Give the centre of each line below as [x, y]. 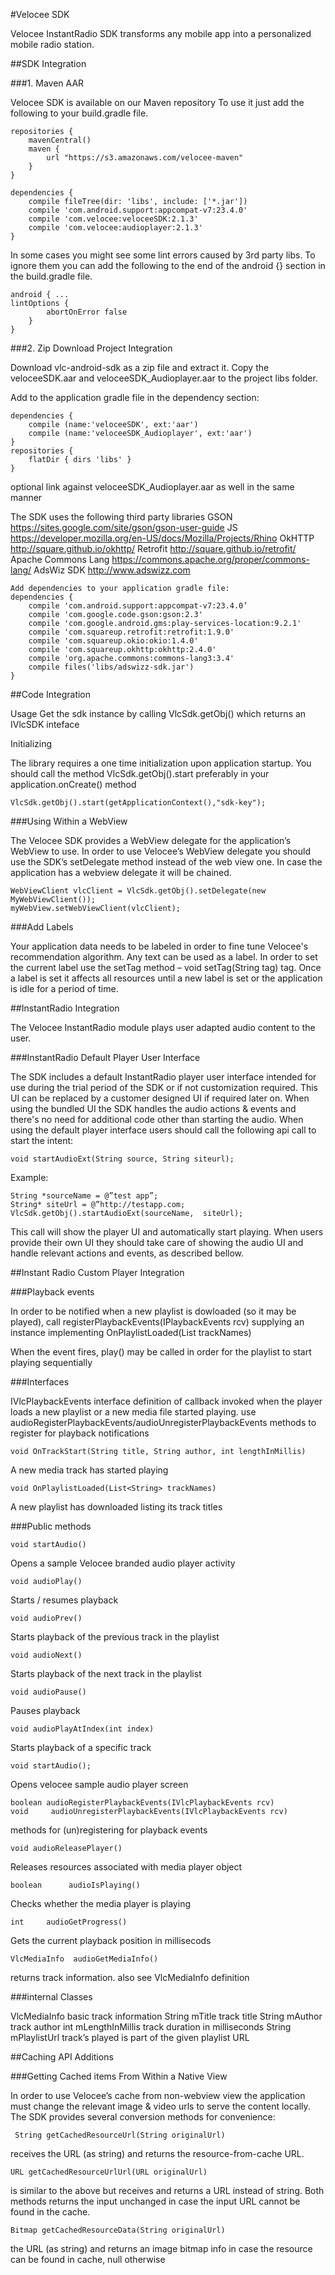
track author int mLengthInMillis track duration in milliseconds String [151, 2027]
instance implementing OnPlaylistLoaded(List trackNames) [131, 1332]
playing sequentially [51, 1362]
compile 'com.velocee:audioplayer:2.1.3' [115, 228]
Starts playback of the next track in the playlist [106, 1673]
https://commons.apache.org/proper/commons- [210, 559]
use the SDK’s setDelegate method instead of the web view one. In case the [166, 862]
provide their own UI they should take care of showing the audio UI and [157, 1242]
